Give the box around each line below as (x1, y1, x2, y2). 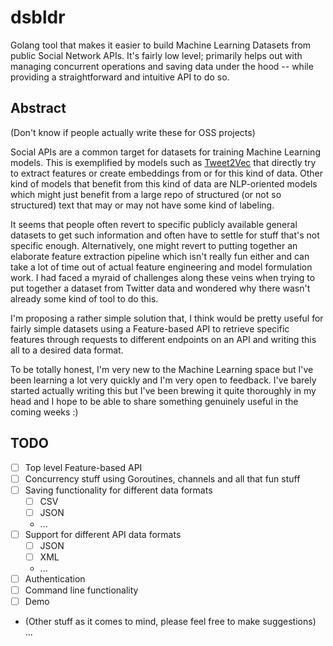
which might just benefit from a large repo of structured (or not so (10, 188, 282, 200)
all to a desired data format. (10, 344, 124, 356)
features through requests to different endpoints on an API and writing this (10, 333, 317, 345)
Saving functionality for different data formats (24, 484, 213, 496)
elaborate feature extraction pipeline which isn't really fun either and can (10, 250, 310, 262)
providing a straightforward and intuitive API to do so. (10, 71, 230, 83)
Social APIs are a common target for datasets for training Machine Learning (10, 146, 321, 158)
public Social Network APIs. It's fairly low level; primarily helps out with (10, 49, 303, 61)
